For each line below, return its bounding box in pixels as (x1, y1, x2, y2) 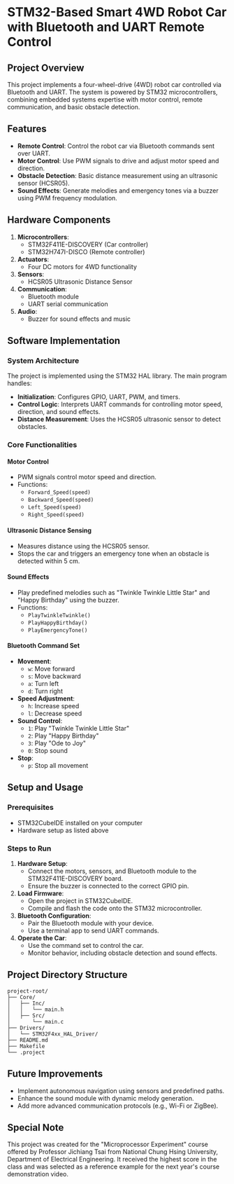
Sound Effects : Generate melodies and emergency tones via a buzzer (17, 186, 219, 195)
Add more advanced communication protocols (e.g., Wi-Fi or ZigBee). (17, 1101, 219, 1110)
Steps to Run (7, 844, 52, 853)
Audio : (17, 307, 38, 315)
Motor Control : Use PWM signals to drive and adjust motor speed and (17, 156, 219, 165)
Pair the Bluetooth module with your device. (27, 919, 154, 928)
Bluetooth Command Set (7, 642, 80, 650)
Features (7, 123, 47, 135)
